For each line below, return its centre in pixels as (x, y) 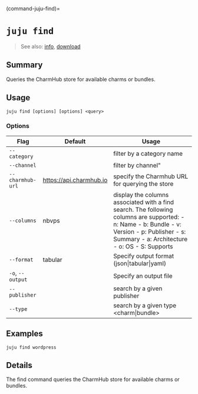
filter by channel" (137, 165)
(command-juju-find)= (33, 9)
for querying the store (143, 183)
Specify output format (143, 256)
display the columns (141, 195)
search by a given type (145, 305)
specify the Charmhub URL (151, 176)
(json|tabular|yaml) (140, 263)
